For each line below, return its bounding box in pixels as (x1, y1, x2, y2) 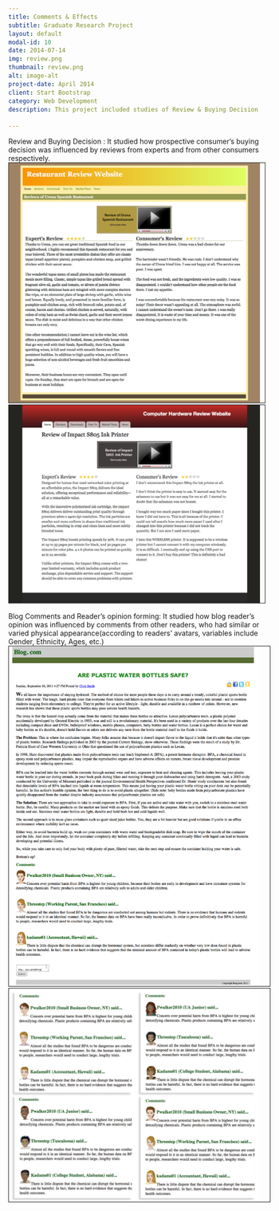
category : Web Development (8, 96, 98, 105)
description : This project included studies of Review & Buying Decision (8, 105, 259, 113)
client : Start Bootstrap (8, 88, 91, 96)
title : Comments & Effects (8, 13, 98, 21)
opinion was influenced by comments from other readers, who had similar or (8, 620, 260, 630)
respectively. (8, 154, 50, 163)
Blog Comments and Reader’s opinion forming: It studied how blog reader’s (8, 611, 255, 621)
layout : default (8, 29, 62, 37)
